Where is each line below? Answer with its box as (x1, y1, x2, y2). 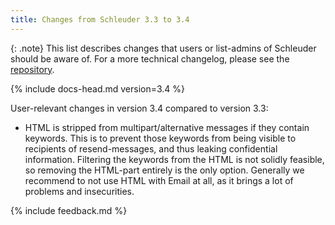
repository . (10, 63, 55, 75)
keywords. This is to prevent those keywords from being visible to (24, 132, 297, 144)
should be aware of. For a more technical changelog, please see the (10, 52, 290, 65)
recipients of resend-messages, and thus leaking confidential (24, 142, 278, 155)
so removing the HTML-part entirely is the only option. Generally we (24, 164, 305, 176)
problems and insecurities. (24, 185, 135, 197)
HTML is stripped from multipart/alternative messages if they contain (24, 121, 310, 133)
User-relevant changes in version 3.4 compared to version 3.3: (10, 102, 269, 114)
